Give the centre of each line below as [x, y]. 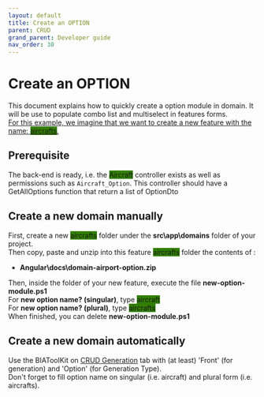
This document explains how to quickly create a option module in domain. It [131, 106]
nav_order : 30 [32, 45]
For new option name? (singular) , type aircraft [84, 299]
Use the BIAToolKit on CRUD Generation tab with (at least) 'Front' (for [121, 360]
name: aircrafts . [33, 131]
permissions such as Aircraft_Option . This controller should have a [118, 183]
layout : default [35, 15]
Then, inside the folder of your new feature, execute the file [105, 283]
